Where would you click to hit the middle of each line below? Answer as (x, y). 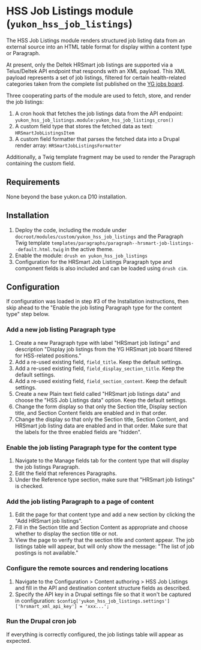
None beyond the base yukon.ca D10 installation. (67, 197)
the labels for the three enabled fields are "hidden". (78, 432)
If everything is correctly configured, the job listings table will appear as (95, 634)
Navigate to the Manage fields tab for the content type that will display (102, 461)
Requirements (33, 182)
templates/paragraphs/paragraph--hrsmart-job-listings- (122, 243)
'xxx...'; (97, 606)
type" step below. (28, 314)
